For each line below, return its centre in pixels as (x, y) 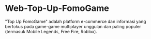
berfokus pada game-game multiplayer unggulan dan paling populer (73, 26)
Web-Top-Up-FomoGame (57, 8)
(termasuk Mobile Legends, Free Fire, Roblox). (51, 31)
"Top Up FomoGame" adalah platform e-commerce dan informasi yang (75, 21)
